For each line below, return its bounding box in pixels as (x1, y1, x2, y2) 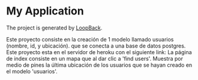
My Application (6, 4, 84, 18)
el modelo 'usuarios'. (6, 67, 58, 75)
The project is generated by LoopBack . (6, 24, 103, 31)
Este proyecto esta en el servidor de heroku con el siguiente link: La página (6, 48, 192, 55)
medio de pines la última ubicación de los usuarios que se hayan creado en (6, 61, 193, 69)
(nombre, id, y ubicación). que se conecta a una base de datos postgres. (6, 42, 186, 49)
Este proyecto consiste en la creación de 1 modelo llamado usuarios (6, 35, 174, 43)
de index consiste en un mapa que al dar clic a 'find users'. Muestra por (6, 55, 183, 62)
